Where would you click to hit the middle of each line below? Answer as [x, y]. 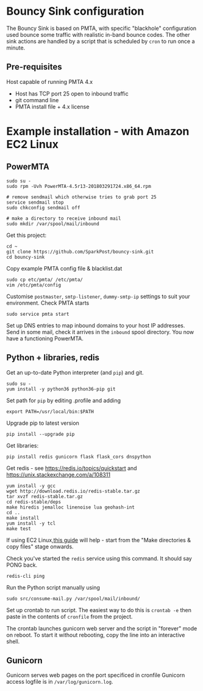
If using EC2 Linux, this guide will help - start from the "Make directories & [98, 540]
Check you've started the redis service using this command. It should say [99, 558]
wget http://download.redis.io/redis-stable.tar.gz [73, 491]
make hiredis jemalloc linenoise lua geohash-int [71, 507]
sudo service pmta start [38, 314]
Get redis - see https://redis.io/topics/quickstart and [72, 468]
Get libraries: [22, 446]
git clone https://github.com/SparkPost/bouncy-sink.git [80, 252]
